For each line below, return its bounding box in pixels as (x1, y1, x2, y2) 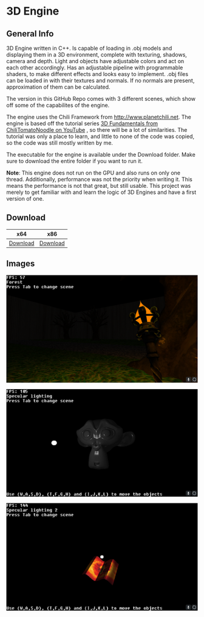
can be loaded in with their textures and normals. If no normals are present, (6, 77, 195, 84)
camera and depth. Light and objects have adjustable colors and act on (6, 58, 185, 64)
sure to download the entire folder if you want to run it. (6, 157, 143, 165)
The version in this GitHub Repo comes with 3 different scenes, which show (6, 95, 196, 102)
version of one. (6, 195, 44, 202)
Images (6, 258, 35, 269)
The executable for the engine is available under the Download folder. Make (6, 151, 195, 158)
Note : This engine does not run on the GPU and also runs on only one (6, 169, 181, 176)
